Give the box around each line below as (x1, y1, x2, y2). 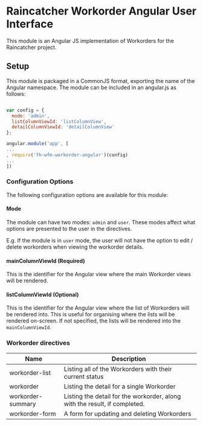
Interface (6, 17, 53, 31)
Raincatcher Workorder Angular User (6, 4, 197, 18)
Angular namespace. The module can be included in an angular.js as (6, 84, 177, 91)
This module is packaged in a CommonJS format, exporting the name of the (6, 77, 195, 84)
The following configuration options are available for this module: (6, 191, 168, 198)
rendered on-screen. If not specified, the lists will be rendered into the (6, 317, 181, 325)
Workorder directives (6, 339, 71, 347)
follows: (6, 90, 26, 98)
